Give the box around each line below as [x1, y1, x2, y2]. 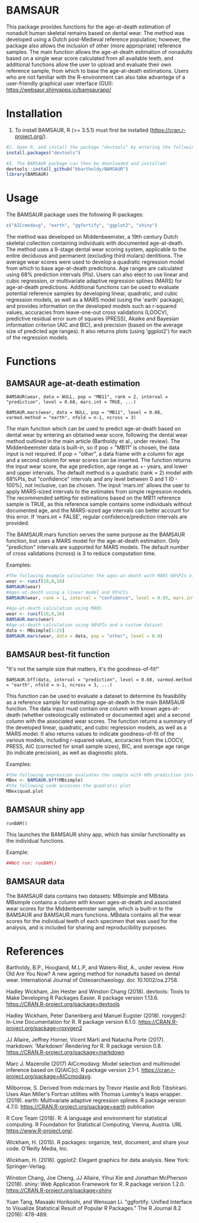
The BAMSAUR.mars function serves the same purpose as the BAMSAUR [6, 531, 185, 538]
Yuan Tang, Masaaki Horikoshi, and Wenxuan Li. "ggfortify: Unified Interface [6, 1198, 192, 1206]
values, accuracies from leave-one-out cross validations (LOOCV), [6, 309, 169, 316]
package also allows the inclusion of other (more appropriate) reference [6, 42, 182, 49]
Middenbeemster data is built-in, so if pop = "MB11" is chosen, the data [6, 444, 179, 451]
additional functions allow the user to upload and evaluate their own [6, 60, 172, 68]
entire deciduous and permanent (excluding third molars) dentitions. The [6, 252, 184, 260]
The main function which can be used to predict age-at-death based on [6, 425, 181, 433]
